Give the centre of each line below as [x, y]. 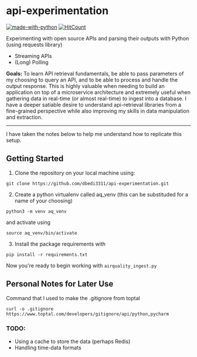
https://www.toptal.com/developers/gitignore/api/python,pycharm [87, 314]
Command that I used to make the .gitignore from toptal [73, 298]
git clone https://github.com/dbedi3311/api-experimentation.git [87, 183]
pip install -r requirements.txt [47, 254]
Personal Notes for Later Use [60, 284]
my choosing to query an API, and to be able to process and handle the [92, 80]
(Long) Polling [31, 62]
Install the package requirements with [60, 244]
